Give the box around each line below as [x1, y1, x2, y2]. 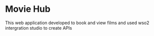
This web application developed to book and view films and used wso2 [5, 20, 150, 26]
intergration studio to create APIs [5, 25, 73, 31]
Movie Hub [5, 3, 51, 15]
